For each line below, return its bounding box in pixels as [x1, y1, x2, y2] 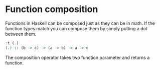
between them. [5, 31, 37, 37]
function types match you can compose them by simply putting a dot [5, 25, 148, 31]
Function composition [5, 4, 98, 15]
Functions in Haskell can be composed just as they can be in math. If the [5, 20, 155, 26]
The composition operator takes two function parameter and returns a [5, 54, 150, 60]
